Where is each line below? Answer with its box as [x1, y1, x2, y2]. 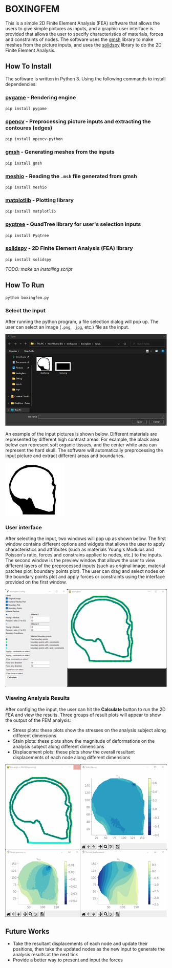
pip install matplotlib [5, 209, 56, 214]
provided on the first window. [5, 579, 67, 585]
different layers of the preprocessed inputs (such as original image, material [5, 563, 165, 569]
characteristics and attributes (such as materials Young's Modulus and [5, 546, 154, 553]
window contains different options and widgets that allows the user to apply [5, 541, 165, 547]
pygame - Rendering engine [5, 94, 76, 101]
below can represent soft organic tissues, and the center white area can [5, 442, 157, 448]
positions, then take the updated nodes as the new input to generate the [12, 946, 165, 952]
